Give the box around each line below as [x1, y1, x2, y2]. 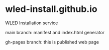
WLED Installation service [5, 20, 58, 26]
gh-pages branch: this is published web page [5, 39, 99, 45]
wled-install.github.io [5, 3, 97, 15]
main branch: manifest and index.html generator [5, 29, 104, 35]
